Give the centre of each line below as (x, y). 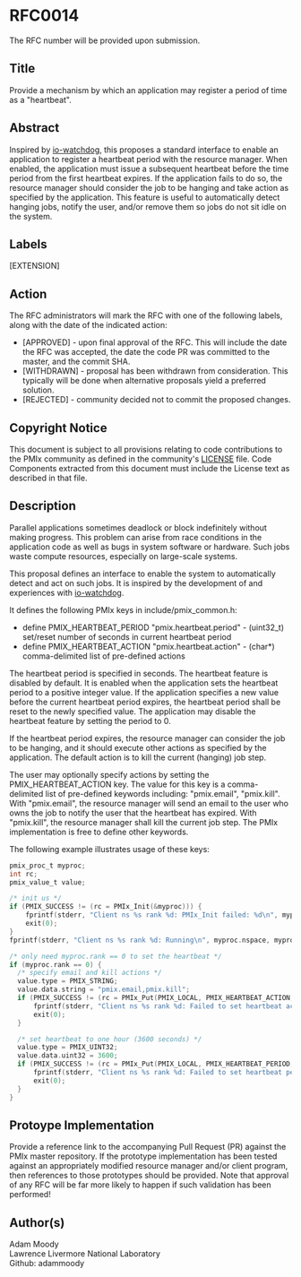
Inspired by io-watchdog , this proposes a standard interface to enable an (144, 150)
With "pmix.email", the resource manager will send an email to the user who (149, 803)
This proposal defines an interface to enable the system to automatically (142, 574)
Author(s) (37, 1223)
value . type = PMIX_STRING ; (68, 981)
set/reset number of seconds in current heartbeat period (127, 636)
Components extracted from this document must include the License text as (150, 468)
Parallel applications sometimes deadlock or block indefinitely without (138, 527)
